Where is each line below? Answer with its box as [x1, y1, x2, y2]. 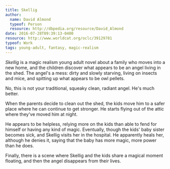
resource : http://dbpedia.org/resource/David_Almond [10, 26, 124, 31]
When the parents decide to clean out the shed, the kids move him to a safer [5, 100, 165, 107]
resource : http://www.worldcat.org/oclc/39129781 [5, 36, 113, 41]
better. [5, 90, 19, 96]
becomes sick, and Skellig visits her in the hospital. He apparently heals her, [5, 131, 164, 138]
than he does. [5, 143, 34, 149]
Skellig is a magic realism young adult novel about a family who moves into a [5, 59, 165, 65]
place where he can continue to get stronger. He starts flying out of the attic [5, 106, 164, 112]
